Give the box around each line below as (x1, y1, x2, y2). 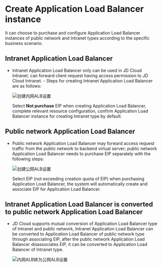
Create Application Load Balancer (5, 3, 144, 15)
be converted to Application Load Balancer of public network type (12, 231, 144, 237)
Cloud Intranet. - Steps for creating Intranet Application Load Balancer (12, 78, 153, 83)
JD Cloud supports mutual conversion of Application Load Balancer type (12, 221, 158, 226)
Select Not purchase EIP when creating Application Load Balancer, (12, 103, 147, 108)
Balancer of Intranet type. (12, 246, 64, 252)
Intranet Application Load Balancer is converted (5, 200, 153, 208)
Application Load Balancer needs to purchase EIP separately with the (12, 150, 151, 157)
